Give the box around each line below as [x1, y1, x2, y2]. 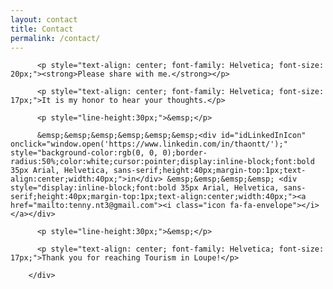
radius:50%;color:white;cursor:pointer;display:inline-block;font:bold [10, 157, 315, 167]
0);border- [162, 148, 208, 158]
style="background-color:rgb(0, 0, [10, 148, 159, 158]
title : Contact [10, 24, 74, 34]
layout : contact [10, 14, 78, 25]
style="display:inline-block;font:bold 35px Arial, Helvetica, [10, 183, 280, 193]
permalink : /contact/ [10, 33, 101, 43]
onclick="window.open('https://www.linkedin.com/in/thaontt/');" [10, 139, 288, 150]
